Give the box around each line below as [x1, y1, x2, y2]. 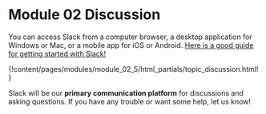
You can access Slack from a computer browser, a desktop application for [8, 32, 252, 41]
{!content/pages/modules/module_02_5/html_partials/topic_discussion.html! [8, 64, 259, 73]
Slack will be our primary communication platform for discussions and [8, 88, 244, 97]
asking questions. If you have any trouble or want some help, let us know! [8, 96, 251, 106]
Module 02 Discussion [8, 6, 161, 24]
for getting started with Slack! [8, 49, 107, 58]
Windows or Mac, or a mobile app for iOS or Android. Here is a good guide [8, 40, 254, 49]
